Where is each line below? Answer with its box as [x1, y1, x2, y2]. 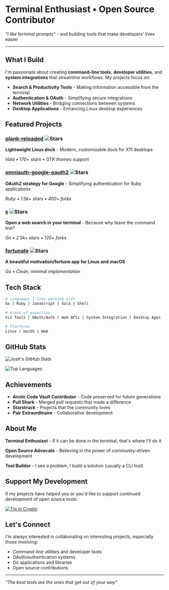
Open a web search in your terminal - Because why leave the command [5, 220, 155, 226]
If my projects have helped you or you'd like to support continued [5, 490, 141, 497]
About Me [5, 424, 37, 433]
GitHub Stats [5, 343, 46, 351]
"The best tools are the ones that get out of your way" [5, 579, 118, 585]
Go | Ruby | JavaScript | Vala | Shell [5, 301, 89, 306]
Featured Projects [5, 120, 62, 129]
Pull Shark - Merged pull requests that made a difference [12, 399, 131, 405]
